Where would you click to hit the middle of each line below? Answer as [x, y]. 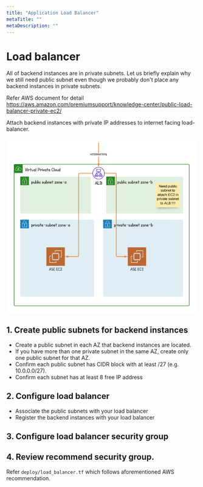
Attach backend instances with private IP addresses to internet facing [93, 123]
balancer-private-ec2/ [34, 111]
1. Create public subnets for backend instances [97, 330]
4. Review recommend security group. [81, 457]
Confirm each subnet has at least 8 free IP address [79, 377]
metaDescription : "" [33, 26]
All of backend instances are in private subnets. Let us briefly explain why [99, 74]
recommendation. [28, 478]
